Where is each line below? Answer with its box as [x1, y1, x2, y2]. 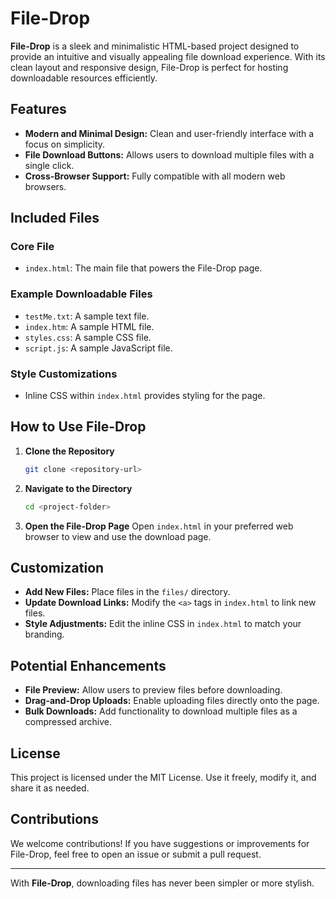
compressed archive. [24, 716, 113, 728]
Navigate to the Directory [24, 482, 133, 494]
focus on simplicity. [24, 138, 106, 150]
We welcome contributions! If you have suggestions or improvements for [10, 837, 310, 849]
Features [10, 101, 67, 118]
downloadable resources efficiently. [10, 72, 158, 84]
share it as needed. [10, 782, 90, 794]
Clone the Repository [24, 445, 115, 457]
